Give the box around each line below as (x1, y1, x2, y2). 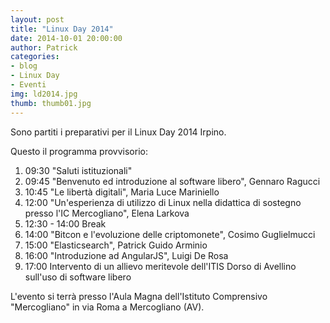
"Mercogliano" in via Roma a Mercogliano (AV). (10, 301, 205, 313)
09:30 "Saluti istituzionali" (24, 164, 133, 176)
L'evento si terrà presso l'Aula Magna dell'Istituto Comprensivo (10, 290, 268, 302)
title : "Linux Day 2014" (10, 24, 114, 34)
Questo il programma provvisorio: (10, 145, 148, 157)
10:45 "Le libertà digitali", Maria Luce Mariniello (24, 186, 220, 198)
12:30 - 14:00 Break (24, 217, 107, 230)
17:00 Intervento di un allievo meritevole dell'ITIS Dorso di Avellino (24, 260, 297, 272)
